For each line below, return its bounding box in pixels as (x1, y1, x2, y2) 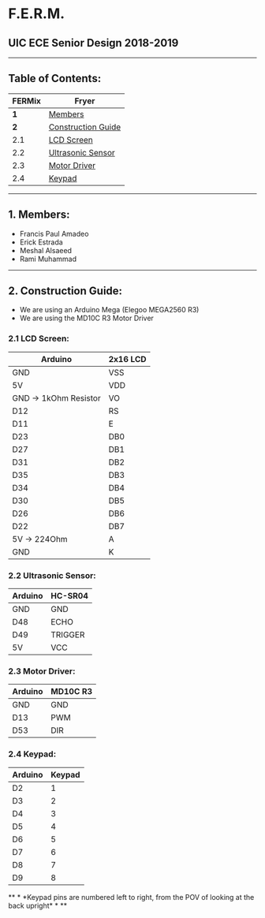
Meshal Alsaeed (19, 245, 73, 255)
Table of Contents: (8, 72, 102, 85)
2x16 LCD (108, 353, 147, 364)
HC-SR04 (50, 591, 89, 602)
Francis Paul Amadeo (19, 229, 89, 238)
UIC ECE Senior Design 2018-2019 (8, 36, 179, 50)
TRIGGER (50, 629, 85, 640)
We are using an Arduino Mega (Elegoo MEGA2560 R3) (19, 305, 200, 315)
